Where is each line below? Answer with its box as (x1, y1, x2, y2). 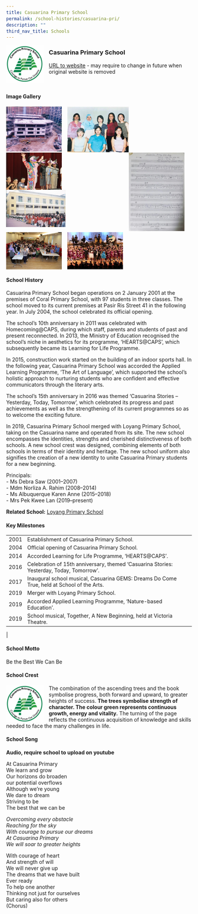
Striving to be (6, 798, 39, 805)
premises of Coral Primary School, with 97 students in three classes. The (6, 295, 183, 303)
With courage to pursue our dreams (6, 828, 93, 835)
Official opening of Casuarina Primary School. (27, 544, 138, 551)
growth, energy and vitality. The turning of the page (48, 709, 177, 716)
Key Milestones (6, 522, 45, 529)
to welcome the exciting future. (6, 412, 82, 419)
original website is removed (48, 68, 116, 75)
